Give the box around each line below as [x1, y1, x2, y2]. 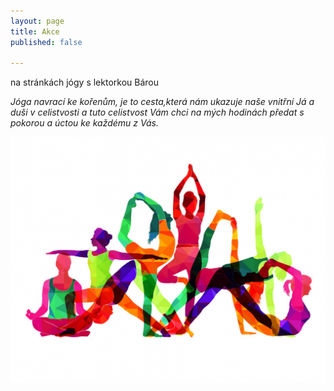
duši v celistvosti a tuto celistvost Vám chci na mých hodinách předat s [10, 106, 305, 119]
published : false [10, 37, 83, 47]
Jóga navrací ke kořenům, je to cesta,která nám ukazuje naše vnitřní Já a [10, 96, 315, 108]
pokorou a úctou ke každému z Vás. [10, 117, 159, 129]
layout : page [10, 16, 65, 26]
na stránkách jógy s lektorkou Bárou [10, 76, 159, 89]
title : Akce [10, 26, 60, 37]
